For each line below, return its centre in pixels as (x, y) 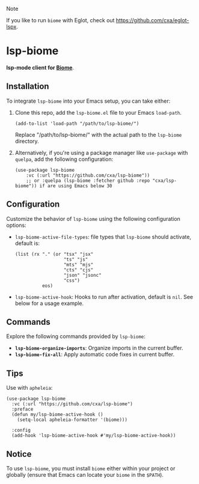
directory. (27, 141)
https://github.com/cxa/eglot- (152, 20)
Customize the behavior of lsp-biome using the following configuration (93, 219)
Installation (28, 86)
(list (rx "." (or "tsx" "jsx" (54, 254)
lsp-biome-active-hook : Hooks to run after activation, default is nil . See (104, 297)
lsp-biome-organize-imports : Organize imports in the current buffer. (99, 348)
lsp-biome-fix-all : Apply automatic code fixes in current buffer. (95, 354)
